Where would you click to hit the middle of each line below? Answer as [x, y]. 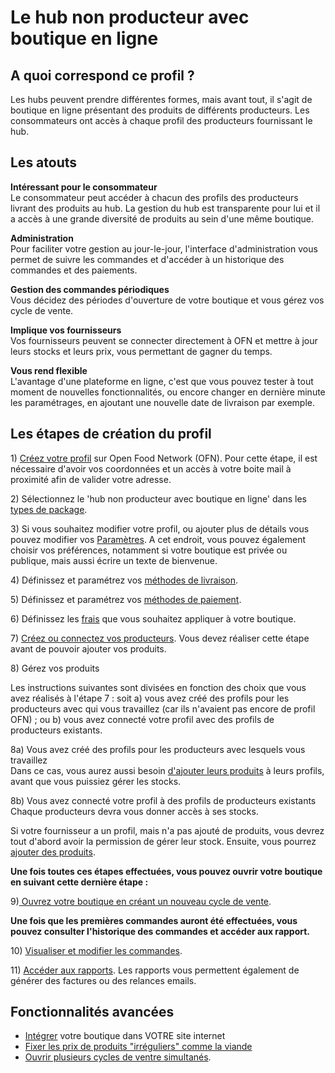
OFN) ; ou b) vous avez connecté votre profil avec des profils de [142, 719]
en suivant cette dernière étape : [79, 882]
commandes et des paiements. [74, 270]
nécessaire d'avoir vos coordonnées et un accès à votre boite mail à [151, 468]
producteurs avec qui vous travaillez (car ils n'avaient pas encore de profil [163, 708]
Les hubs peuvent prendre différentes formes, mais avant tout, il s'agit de [161, 99]
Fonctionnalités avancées [92, 1012]
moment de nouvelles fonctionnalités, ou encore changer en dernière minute [168, 392]
